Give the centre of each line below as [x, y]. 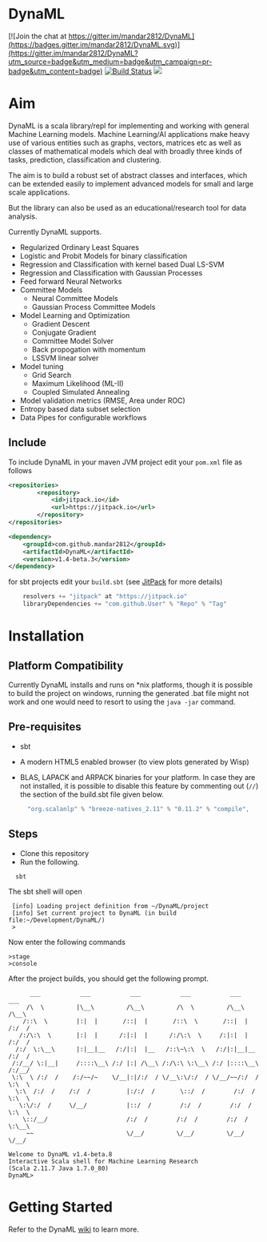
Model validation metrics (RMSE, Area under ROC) [102, 400]
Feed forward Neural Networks [71, 281]
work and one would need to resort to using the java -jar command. [122, 702]
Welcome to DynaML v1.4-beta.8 [60, 1154]
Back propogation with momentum [89, 349]
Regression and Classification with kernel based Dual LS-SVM [122, 264]
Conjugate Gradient [64, 332]
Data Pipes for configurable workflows [83, 417]
